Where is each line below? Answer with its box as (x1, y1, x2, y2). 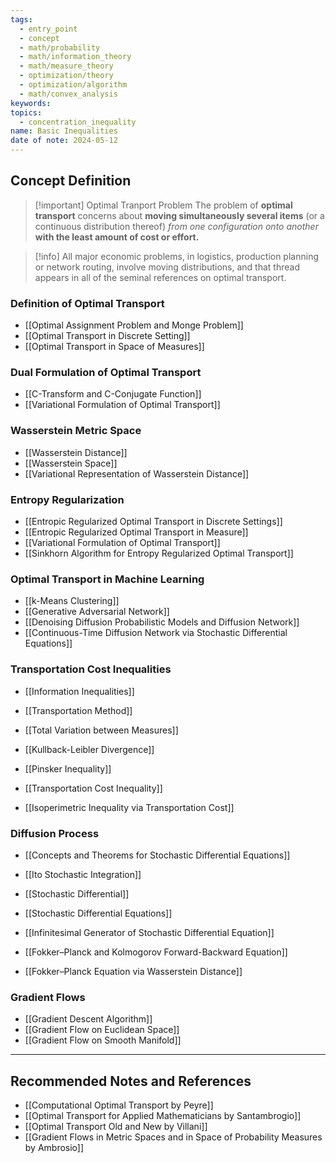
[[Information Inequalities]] (24, 685, 135, 697)
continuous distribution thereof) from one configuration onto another (34, 220, 319, 232)
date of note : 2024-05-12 (10, 136, 118, 146)
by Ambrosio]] (24, 1142, 85, 1153)
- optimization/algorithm (19, 80, 128, 90)
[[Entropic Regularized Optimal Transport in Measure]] (24, 526, 249, 538)
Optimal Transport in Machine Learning (10, 572, 205, 586)
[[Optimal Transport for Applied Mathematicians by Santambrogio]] (24, 1110, 302, 1121)
